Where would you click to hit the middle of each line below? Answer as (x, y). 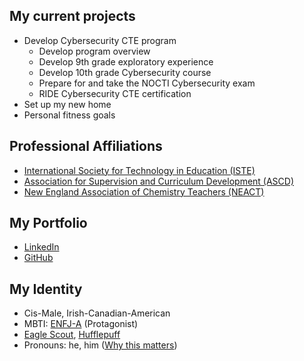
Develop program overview (94, 51)
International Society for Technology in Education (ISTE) (139, 170)
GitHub (38, 258)
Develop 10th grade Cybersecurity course (125, 72)
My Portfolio (48, 223)
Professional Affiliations (86, 146)
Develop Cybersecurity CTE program (100, 40)
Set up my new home (67, 104)
